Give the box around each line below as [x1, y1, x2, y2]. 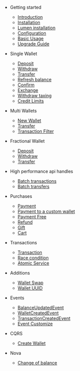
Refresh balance [17, 77, 52, 82]
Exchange [17, 87, 39, 93]
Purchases [10, 193, 33, 199]
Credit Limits [17, 98, 44, 104]
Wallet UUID [17, 285, 43, 291]
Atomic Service [17, 260, 49, 266]
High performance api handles [10, 169, 73, 174]
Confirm [17, 82, 35, 88]
